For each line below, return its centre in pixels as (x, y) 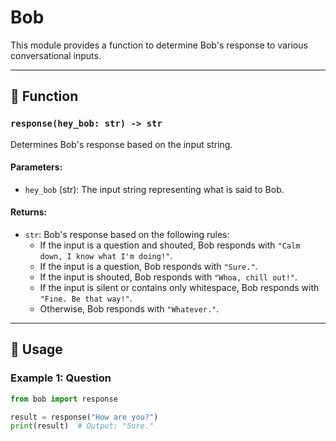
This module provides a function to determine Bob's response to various (159, 45)
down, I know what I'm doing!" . (106, 256)
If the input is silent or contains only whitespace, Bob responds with (179, 288)
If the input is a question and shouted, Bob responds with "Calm (170, 245)
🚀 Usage (36, 349)
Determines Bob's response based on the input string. (121, 144)
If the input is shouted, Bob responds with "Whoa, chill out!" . (168, 277)
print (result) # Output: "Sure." (82, 426)
